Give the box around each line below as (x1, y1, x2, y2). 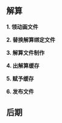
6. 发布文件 (6, 88, 35, 95)
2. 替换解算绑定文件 (6, 36, 56, 43)
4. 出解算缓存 (6, 61, 40, 69)
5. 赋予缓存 (6, 75, 34, 82)
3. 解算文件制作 (6, 49, 45, 56)
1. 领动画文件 (6, 23, 38, 30)
